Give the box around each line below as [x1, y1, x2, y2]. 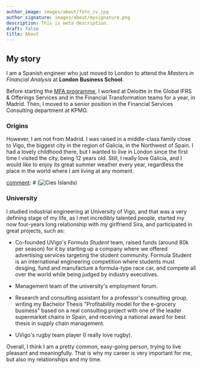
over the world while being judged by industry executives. [14, 270, 159, 278]
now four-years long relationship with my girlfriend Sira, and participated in [6, 220, 193, 228]
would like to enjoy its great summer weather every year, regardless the [6, 161, 184, 169]
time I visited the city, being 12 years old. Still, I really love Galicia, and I [6, 155, 182, 162]
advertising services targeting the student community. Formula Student [14, 251, 192, 259]
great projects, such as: [6, 227, 65, 234]
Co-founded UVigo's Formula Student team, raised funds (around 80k [14, 238, 189, 246]
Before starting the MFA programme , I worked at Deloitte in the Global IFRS [6, 87, 192, 95]
